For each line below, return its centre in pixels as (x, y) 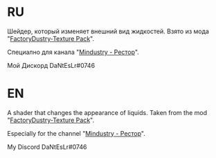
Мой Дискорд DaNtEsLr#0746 (51, 65)
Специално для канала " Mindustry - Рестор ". (73, 52)
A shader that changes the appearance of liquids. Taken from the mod (107, 112)
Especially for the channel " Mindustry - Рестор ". (76, 133)
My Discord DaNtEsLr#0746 (47, 147)
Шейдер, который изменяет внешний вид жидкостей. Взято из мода (108, 31)
